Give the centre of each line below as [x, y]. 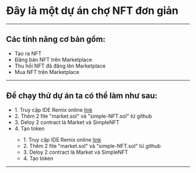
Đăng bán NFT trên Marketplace [53, 59]
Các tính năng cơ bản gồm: [56, 39]
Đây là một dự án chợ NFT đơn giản [92, 11]
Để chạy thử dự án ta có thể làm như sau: [82, 96]
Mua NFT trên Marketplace [47, 72]
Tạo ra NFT [28, 53]
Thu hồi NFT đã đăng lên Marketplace [60, 66]
